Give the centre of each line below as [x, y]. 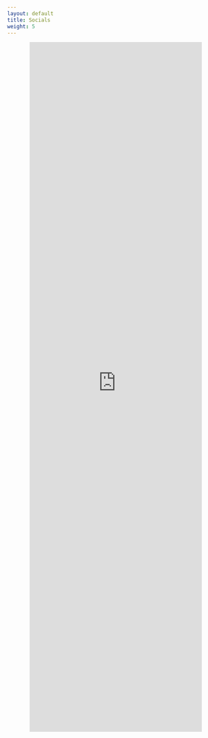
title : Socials [29, 20]
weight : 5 [21, 26]
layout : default [30, 13]
